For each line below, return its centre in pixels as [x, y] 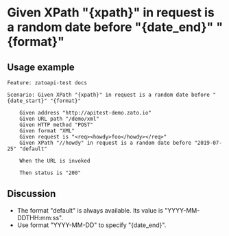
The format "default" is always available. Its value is [90, 210]
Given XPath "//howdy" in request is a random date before [106, 143]
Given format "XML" [47, 131]
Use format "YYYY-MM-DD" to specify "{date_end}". [92, 225]
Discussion [32, 194]
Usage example [41, 67]
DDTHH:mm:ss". [40, 217]
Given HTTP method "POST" [57, 125]
